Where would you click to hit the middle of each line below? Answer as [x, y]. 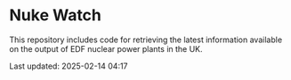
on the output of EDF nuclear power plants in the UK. [106, 48]
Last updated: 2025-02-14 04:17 [69, 66]
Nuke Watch [56, 15]
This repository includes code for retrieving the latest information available [146, 40]
